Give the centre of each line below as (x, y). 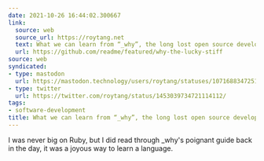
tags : (17, 103)
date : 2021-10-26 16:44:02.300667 (65, 15)
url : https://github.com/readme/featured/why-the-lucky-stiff (119, 52)
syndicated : (27, 67)
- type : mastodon (37, 74)
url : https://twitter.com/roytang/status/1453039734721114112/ (121, 96)
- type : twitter (35, 88)
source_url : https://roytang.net (70, 37)
